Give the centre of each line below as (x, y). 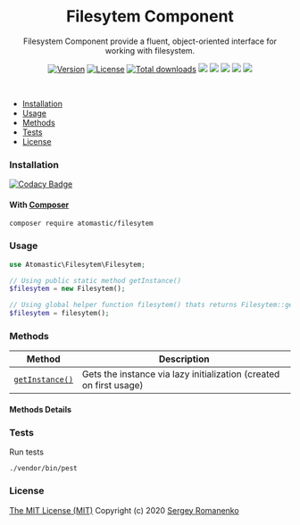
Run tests (27, 452)
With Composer (39, 204)
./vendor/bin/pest (43, 469)
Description (184, 359)
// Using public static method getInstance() (95, 280)
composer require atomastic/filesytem (81, 224)
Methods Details (41, 409)
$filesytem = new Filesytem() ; (67, 289)
